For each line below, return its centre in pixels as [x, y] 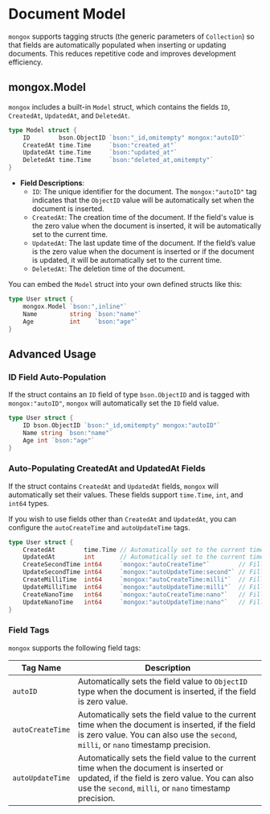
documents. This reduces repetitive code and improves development [122, 53]
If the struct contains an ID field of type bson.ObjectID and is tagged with [129, 395]
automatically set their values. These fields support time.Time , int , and [126, 494]
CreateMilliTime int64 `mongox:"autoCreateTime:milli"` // [135, 580]
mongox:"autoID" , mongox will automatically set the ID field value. [114, 403]
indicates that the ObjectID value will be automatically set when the [143, 200]
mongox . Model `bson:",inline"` [75, 306]
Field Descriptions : [52, 183]
